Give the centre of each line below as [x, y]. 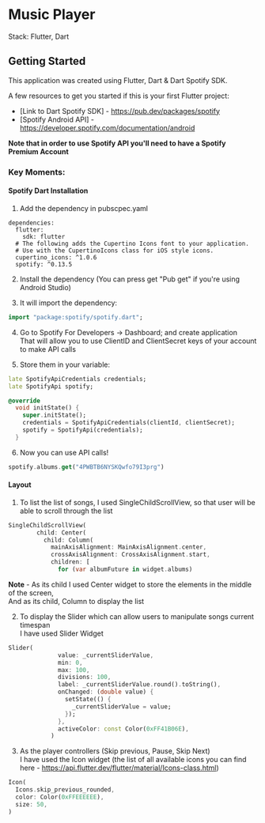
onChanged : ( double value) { [106, 692]
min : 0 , [70, 663]
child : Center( [62, 532]
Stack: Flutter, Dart [39, 36]
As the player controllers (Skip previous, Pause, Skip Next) [115, 751]
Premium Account [38, 151]
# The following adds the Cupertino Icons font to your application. [132, 244]
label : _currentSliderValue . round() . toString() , [140, 685]
